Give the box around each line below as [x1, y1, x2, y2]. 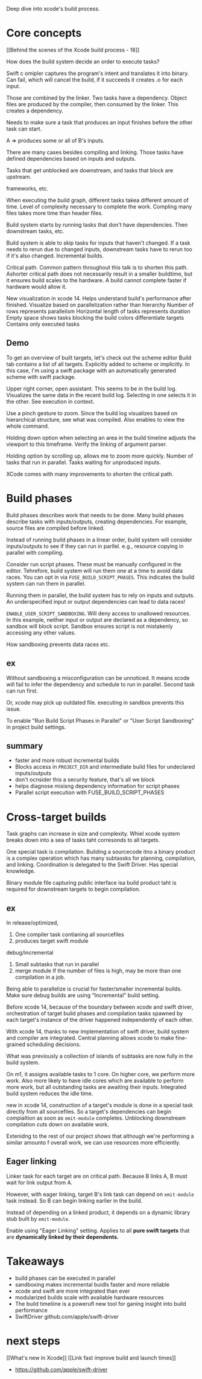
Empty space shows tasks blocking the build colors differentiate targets [6, 314, 185, 321]
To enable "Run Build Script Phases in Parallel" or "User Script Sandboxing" [6, 717, 194, 724]
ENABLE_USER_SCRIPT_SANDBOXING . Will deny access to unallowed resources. [6, 610, 191, 617]
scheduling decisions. [27, 1041, 81, 1048]
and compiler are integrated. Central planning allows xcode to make [6, 1035, 174, 1042]
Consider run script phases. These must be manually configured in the [6, 560, 181, 567]
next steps [6, 1334, 60, 1348]
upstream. [6, 173, 32, 180]
